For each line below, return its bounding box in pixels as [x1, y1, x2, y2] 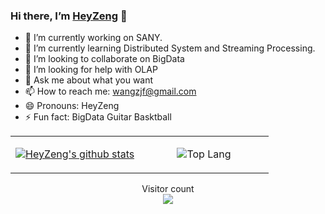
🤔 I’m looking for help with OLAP [24, 64, 158, 76]
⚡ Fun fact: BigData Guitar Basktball [24, 111, 172, 123]
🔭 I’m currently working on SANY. [24, 32, 163, 44]
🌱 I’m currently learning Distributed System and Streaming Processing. [24, 42, 316, 54]
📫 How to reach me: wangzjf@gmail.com [24, 85, 197, 98]
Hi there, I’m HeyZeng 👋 [10, 9, 128, 23]
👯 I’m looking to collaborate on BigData [24, 53, 185, 65]
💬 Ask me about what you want [24, 74, 154, 86]
